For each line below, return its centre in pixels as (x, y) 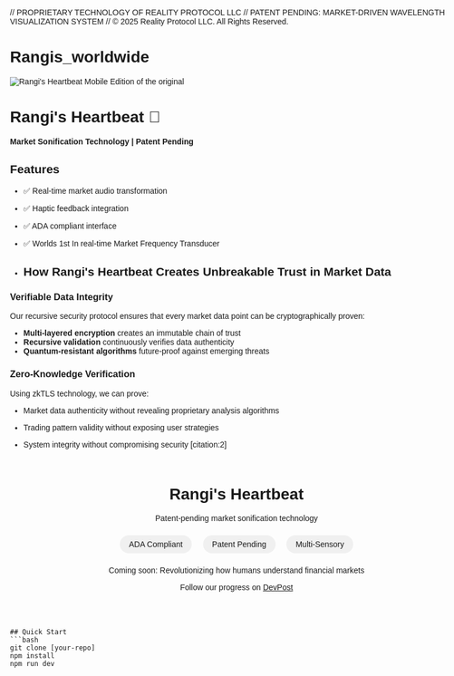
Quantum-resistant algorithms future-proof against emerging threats (146, 352)
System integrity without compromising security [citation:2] (125, 444)
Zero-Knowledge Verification (73, 374)
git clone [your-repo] (53, 648)
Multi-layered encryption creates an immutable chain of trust (132, 333)
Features (35, 169)
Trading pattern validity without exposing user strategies (121, 427)
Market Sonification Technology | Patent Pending (102, 141)
